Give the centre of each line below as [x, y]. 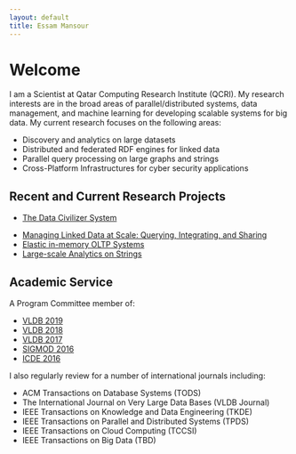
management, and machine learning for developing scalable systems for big [148, 113]
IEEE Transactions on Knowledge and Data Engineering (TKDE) [137, 412]
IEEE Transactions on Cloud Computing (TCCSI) [109, 431]
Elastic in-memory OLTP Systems [83, 245]
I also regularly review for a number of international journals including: [137, 376]
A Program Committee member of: [72, 304]
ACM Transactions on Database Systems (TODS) [112, 393]
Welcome [45, 70]
